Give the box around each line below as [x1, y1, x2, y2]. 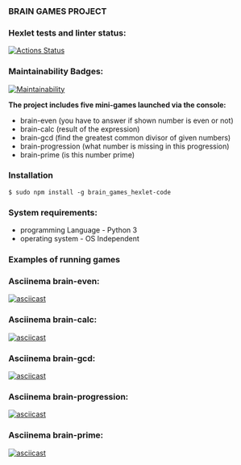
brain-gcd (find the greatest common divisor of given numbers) [19, 132, 231, 142]
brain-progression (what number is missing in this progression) [19, 141, 230, 151]
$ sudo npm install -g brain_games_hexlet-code [8, 188, 172, 196]
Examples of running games [8, 254, 121, 266]
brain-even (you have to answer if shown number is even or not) [19, 115, 234, 125]
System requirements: [8, 207, 98, 218]
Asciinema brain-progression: [8, 391, 129, 402]
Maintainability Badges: [8, 66, 104, 77]
